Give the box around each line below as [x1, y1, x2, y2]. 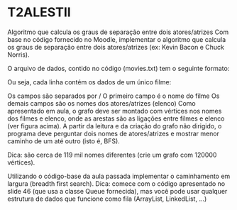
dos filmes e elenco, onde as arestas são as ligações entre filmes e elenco [7, 114, 225, 123]
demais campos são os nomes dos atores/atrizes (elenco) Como [7, 99, 197, 107]
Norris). [7, 50, 30, 59]
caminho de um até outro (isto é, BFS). [7, 136, 121, 145]
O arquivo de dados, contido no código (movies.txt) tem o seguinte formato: [7, 64, 230, 72]
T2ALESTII [7, 4, 71, 21]
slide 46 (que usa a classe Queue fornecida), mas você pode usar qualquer [7, 187, 228, 195]
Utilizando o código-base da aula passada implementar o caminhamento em [7, 172, 231, 180]
